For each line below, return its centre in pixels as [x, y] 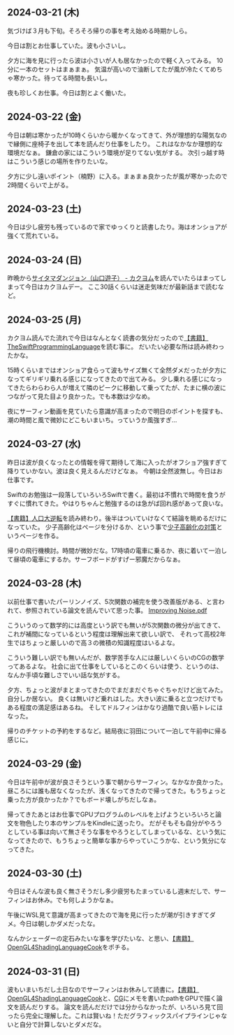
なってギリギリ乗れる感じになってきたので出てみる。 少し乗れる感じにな [112, 379]
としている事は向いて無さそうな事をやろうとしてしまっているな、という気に [117, 832]
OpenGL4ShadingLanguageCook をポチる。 [70, 947]
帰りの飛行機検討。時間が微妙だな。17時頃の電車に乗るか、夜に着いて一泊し [117, 550]
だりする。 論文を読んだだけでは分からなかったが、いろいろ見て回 [127, 1007]
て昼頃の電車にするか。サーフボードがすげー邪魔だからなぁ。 [96, 559]
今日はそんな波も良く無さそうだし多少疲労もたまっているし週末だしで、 [111, 891]
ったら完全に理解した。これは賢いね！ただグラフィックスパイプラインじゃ [114, 1016]
